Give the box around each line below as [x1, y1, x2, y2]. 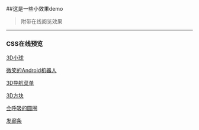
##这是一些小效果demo [6, 5, 63, 12]
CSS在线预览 [6, 39, 43, 47]
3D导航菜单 [6, 80, 34, 87]
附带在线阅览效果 [20, 18, 63, 25]
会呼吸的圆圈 [6, 104, 37, 112]
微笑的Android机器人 [6, 67, 57, 74]
